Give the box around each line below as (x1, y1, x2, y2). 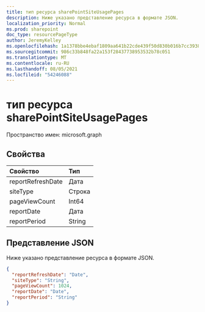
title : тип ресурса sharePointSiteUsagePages (6, 9, 124, 15)
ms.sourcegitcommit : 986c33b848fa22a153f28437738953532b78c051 (6, 49, 171, 55)
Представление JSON (6, 238, 94, 248)
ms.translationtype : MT (6, 54, 67, 61)
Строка (68, 187, 90, 196)
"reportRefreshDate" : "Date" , (12, 272, 88, 278)
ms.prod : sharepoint (6, 26, 59, 32)
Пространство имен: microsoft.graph (6, 131, 103, 138)
